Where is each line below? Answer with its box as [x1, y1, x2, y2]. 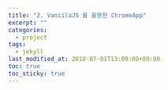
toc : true [8, 63, 41, 70]
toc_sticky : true [8, 70, 65, 77]
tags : [8, 41, 26, 49]
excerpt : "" [8, 19, 47, 27]
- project [15, 33, 47, 41]
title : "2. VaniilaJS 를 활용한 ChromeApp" [8, 11, 147, 20]
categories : [8, 26, 47, 34]
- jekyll [15, 48, 44, 56]
